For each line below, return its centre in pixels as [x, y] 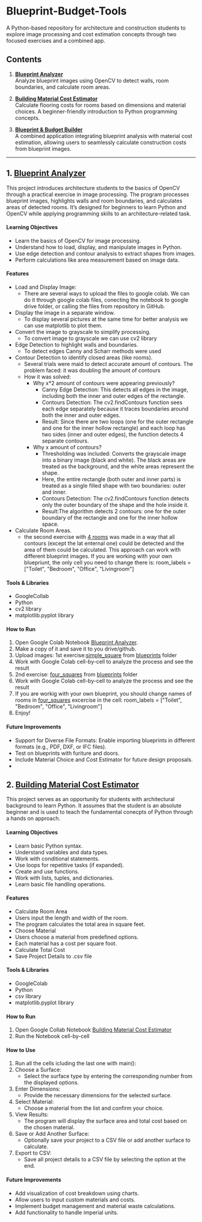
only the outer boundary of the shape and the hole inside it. [115, 505]
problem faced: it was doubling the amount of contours [92, 370]
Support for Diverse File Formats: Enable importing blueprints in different [105, 740]
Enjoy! [23, 713]
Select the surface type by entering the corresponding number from [108, 1076]
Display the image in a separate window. [65, 312]
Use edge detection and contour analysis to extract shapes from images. [105, 253]
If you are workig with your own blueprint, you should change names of [103, 694]
